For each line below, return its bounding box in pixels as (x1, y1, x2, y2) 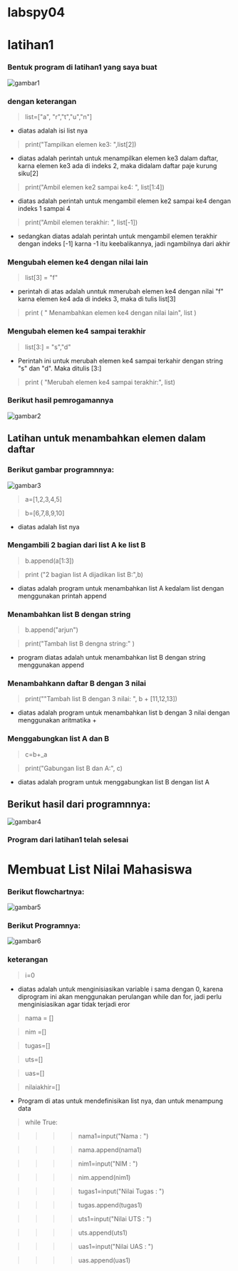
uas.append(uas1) (78, 1255, 131, 1265)
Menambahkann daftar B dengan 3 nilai (7, 678, 147, 688)
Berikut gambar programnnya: (7, 465, 115, 474)
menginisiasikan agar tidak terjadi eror (17, 1000, 130, 1008)
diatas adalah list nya (17, 522, 80, 531)
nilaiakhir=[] (24, 1082, 61, 1091)
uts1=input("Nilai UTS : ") (78, 1214, 152, 1223)
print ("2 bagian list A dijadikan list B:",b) (24, 570, 144, 579)
